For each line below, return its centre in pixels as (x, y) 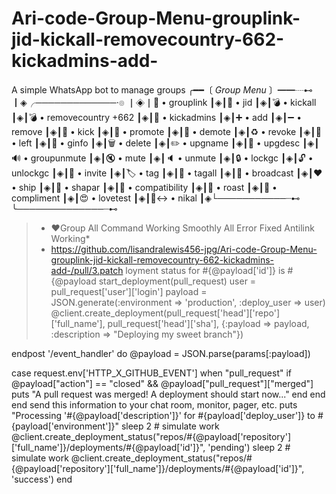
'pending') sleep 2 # (249, 447)
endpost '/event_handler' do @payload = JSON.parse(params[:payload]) (161, 353)
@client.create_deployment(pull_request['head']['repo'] (165, 313)
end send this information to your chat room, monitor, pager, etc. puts (154, 404)
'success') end (42, 479)
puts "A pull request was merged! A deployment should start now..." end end (168, 394)
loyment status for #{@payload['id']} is (205, 270)
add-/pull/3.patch (87, 270)
